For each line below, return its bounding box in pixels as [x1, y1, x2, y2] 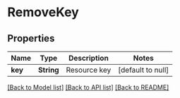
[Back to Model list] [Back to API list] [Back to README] [7, 83, 169, 92]
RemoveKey [7, 4, 79, 20]
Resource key [66, 65, 112, 75]
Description [68, 54, 109, 63]
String [37, 65, 59, 75]
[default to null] [117, 65, 169, 75]
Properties [7, 32, 55, 44]
